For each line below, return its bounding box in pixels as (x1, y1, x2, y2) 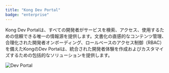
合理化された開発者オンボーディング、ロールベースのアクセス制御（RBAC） (5, 39, 165, 46)
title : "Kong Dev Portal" (5, 7, 60, 13)
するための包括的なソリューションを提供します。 (9, 52, 113, 58)
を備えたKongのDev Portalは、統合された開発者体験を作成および (5, 46, 142, 52)
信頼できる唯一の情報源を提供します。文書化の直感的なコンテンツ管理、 (14, 33, 166, 39)
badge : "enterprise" (5, 12, 50, 17)
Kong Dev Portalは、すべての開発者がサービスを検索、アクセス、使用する (5, 26, 160, 33)
